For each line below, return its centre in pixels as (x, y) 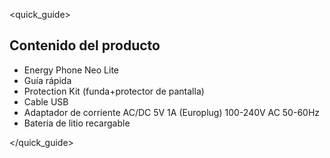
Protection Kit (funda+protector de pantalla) (114, 91)
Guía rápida (47, 80)
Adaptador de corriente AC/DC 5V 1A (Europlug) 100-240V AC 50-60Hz (172, 112)
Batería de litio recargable (77, 123)
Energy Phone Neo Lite (71, 70)
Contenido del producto (85, 45)
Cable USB (46, 101)
